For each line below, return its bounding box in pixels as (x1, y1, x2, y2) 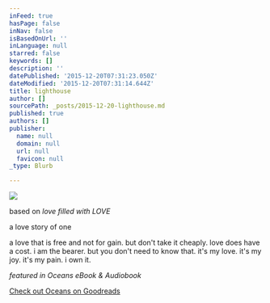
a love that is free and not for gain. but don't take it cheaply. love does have (9, 238, 260, 247)
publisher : (9, 124, 46, 133)
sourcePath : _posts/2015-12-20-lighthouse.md (9, 102, 165, 110)
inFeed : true (9, 11, 53, 20)
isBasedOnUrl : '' (9, 34, 68, 43)
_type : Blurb (9, 162, 53, 170)
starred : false (9, 49, 61, 57)
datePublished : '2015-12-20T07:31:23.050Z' (9, 72, 158, 80)
